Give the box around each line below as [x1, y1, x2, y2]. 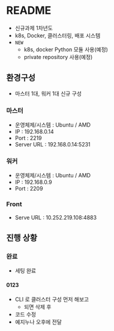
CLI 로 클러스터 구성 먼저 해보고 [14, 295, 89, 303]
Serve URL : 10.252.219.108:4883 [14, 213, 97, 221]
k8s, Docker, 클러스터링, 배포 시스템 [14, 31, 101, 39]
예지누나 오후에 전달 [14, 318, 62, 326]
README [6, 4, 52, 17]
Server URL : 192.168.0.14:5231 [14, 141, 91, 148]
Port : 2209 [14, 185, 43, 192]
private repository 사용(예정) [23, 53, 93, 60]
